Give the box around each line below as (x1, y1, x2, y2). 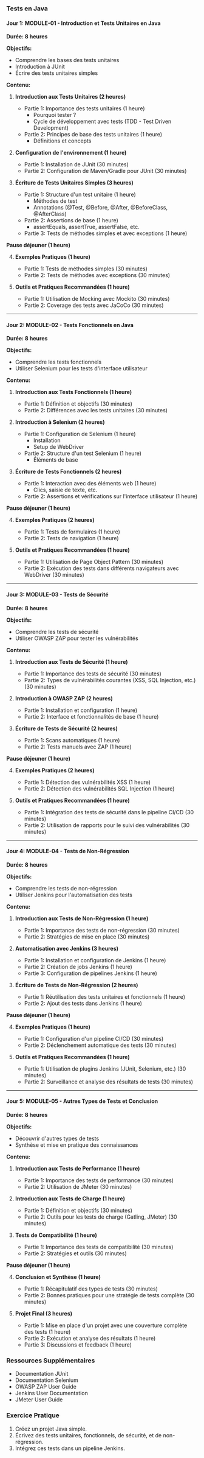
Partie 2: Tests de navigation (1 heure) (24, 535, 120, 542)
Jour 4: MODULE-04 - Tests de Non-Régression (6, 848, 129, 855)
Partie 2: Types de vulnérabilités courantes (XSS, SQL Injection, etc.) (24, 676, 196, 683)
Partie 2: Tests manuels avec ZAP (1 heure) (24, 743, 132, 750)
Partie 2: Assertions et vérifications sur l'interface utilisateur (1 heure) (24, 493, 198, 500)
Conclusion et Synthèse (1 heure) (15, 1273, 101, 1280)
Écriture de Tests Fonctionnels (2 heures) (15, 468, 122, 476)
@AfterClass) (33, 210, 67, 217)
